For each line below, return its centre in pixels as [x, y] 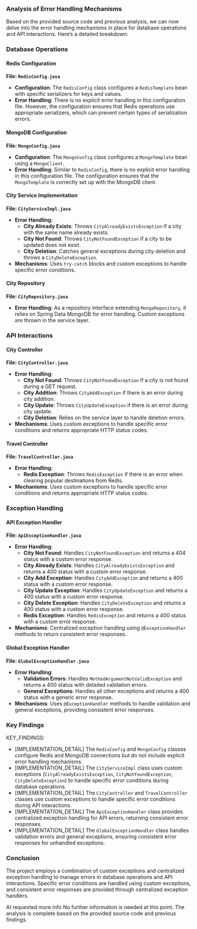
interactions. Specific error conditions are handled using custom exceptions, [98, 883]
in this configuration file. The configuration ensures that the [86, 176]
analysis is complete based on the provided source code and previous [91, 914]
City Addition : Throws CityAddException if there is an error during [103, 393]
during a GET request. [50, 386]
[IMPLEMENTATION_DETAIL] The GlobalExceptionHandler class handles [102, 830]
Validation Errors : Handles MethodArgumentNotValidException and [103, 679]
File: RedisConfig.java [33, 76]
